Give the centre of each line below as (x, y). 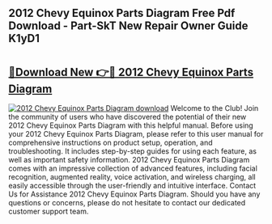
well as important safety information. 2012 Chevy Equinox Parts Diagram (129, 160)
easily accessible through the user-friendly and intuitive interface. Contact (132, 186)
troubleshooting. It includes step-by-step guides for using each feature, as (133, 151)
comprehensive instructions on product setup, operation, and (110, 142)
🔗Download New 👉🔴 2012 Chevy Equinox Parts (131, 72)
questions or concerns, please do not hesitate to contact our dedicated (127, 203)
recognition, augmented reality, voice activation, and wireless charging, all (132, 177)
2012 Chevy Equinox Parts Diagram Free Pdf (122, 13)
